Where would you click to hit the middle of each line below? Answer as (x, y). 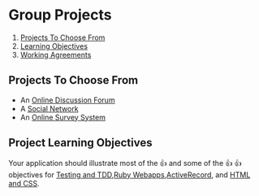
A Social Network (49, 108)
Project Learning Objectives (80, 143)
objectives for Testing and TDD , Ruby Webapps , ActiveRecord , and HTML (129, 174)
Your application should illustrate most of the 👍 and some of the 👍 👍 (125, 163)
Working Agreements (56, 54)
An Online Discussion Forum (67, 100)
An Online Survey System (63, 117)
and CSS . (24, 183)
